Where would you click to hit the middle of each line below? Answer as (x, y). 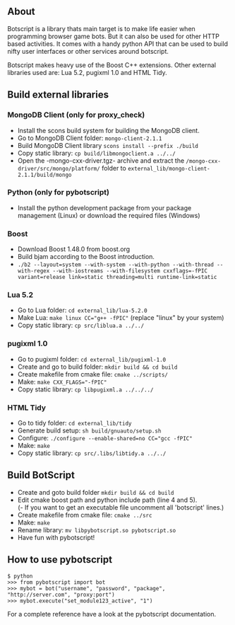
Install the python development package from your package (104, 207)
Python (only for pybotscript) (58, 193)
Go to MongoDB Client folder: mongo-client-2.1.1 (90, 138)
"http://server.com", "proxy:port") (61, 595)
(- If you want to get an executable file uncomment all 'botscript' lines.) (121, 507)
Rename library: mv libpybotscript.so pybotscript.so (97, 529)
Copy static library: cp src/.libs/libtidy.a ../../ (92, 453)
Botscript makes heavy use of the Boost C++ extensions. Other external (112, 65)
